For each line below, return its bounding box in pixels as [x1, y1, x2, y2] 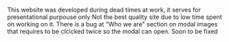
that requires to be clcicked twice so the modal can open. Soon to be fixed [7, 27, 218, 35]
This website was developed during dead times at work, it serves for [7, 6, 201, 14]
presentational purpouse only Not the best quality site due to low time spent [7, 13, 222, 21]
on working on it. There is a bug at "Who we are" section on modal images [7, 20, 218, 28]
